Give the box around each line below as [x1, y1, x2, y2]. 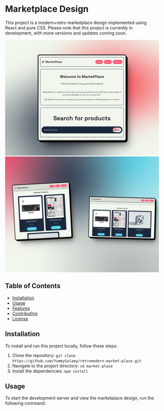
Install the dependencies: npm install [12, 368, 88, 374]
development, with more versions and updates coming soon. [5, 30, 127, 36]
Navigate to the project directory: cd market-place [12, 363, 113, 368]
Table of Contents [5, 282, 61, 290]
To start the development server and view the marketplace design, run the [5, 395, 154, 401]
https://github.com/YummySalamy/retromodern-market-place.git [12, 359, 142, 363]
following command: [5, 400, 46, 406]
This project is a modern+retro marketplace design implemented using [5, 20, 147, 25]
